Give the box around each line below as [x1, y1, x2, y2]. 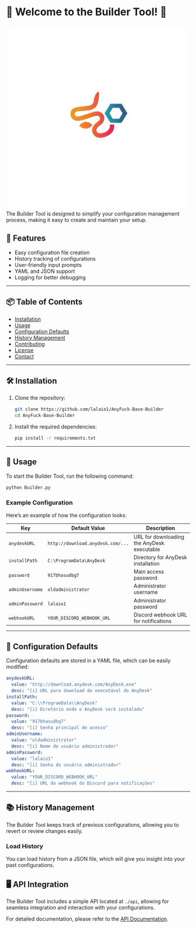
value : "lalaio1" [11, 755, 54, 762]
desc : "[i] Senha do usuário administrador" [11, 762, 121, 768]
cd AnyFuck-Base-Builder [14, 413, 75, 419]
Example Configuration [6, 498, 73, 506]
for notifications [134, 617, 172, 624]
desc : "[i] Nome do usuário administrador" [11, 743, 118, 749]
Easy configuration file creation [14, 249, 90, 256]
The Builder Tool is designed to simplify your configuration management [6, 210, 180, 217]
